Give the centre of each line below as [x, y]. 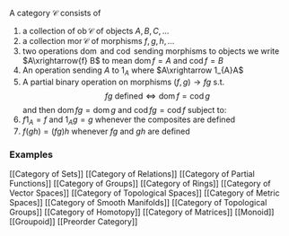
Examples [31, 154]
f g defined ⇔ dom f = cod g [158, 96]
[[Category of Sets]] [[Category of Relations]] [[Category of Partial [132, 173]
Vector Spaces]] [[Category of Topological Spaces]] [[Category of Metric [144, 193]
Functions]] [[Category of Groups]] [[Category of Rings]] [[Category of [140, 183]
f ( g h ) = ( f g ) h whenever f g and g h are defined [106, 131]
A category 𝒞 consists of [55, 13]
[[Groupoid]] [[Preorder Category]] [74, 221]
